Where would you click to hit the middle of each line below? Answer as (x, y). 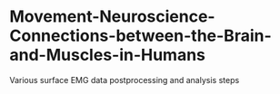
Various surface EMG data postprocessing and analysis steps (125, 80)
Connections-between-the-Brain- (141, 36)
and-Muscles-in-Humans (108, 55)
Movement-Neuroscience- (112, 17)
